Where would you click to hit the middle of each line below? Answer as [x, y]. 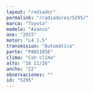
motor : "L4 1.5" [27, 40]
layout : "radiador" [31, 12]
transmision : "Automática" [41, 46]
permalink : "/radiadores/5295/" [47, 18]
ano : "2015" [21, 35]
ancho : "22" [21, 69]
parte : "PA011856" [30, 52]
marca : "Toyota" [27, 23]
